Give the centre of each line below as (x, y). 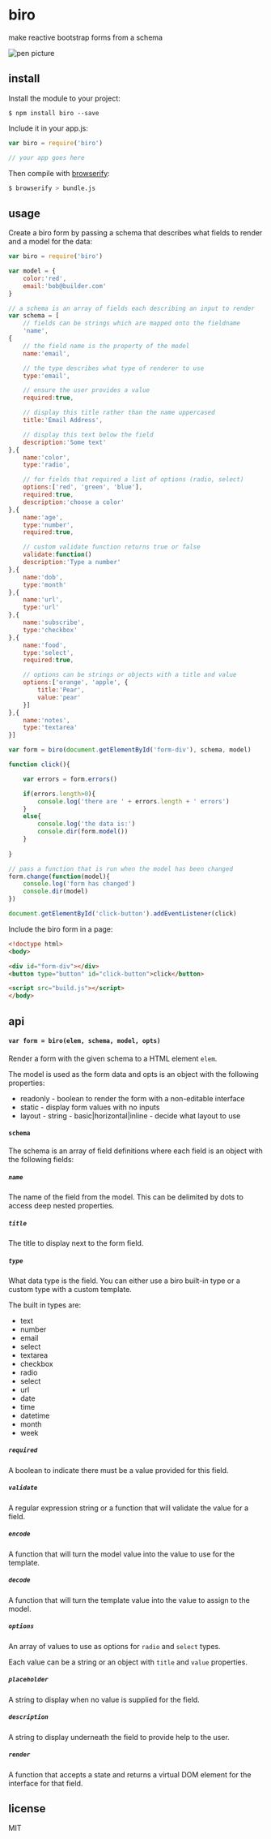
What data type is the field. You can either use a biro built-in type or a (125, 1281)
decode (19, 1580)
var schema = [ (34, 316)
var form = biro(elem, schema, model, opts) (85, 1041)
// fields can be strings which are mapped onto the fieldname (132, 323)
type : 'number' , (49, 525)
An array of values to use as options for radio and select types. (114, 1646)
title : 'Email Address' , (63, 420)
